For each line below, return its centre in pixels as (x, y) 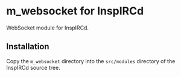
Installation (28, 47)
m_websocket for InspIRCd (75, 11)
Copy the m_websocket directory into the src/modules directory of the (91, 61)
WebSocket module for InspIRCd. (48, 28)
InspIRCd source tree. (33, 67)
